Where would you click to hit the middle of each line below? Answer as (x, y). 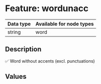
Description (23, 49)
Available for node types (65, 24)
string (14, 32)
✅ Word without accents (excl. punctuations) (50, 61)
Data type (19, 24)
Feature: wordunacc (47, 8)
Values (16, 76)
